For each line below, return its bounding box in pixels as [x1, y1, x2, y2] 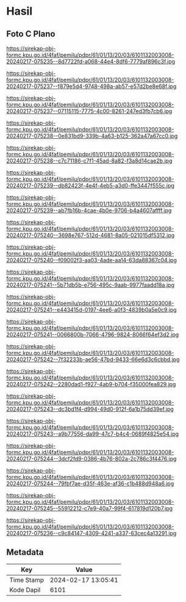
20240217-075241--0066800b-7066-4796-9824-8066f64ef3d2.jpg [6, 331, 179, 338]
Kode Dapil [9, 585, 41, 594]
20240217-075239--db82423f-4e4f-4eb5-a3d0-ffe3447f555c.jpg [6, 182, 175, 189]
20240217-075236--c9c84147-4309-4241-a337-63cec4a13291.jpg [6, 530, 177, 537]
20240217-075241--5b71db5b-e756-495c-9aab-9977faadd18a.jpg [6, 281, 175, 288]
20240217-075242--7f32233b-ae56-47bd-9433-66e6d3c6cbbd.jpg [6, 356, 180, 363]
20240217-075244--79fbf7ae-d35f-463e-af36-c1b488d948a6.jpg [6, 480, 174, 487]
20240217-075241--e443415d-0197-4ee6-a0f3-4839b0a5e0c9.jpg [6, 306, 177, 313]
